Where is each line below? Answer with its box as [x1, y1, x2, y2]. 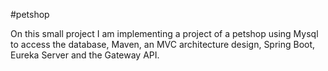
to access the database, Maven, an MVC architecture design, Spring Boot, [10, 39, 316, 50]
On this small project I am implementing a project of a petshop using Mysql [10, 28, 319, 39]
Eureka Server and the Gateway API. [10, 49, 160, 61]
